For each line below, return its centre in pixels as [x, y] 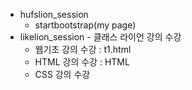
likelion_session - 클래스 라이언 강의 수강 [100, 37]
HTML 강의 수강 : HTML [82, 62]
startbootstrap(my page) [85, 25]
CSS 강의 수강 [62, 74]
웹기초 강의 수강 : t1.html [83, 49]
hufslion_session [54, 14]
